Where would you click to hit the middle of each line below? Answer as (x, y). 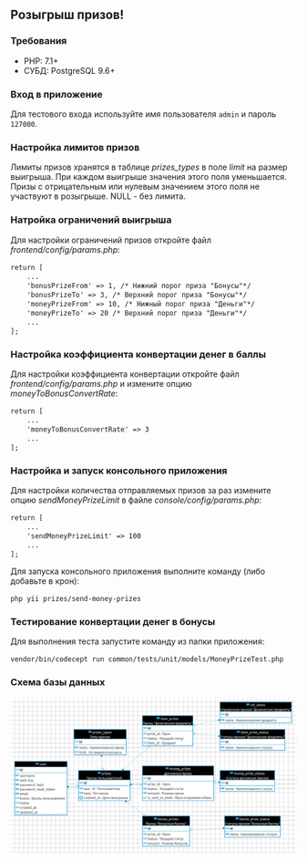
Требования (39, 41)
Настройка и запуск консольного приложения (119, 471)
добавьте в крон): (45, 581)
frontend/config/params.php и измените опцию (101, 383)
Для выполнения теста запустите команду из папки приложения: (138, 641)
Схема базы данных (58, 682)
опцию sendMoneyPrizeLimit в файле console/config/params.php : (136, 500)
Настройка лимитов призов (75, 147)
